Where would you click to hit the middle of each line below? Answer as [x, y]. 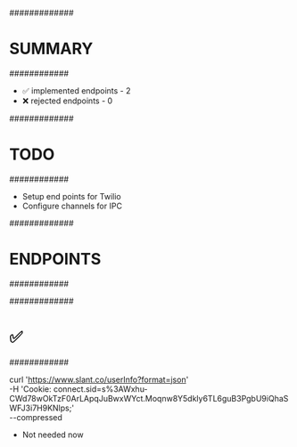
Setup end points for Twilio [72, 196]
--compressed [36, 417]
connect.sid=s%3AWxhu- [101, 389]
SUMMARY [51, 49]
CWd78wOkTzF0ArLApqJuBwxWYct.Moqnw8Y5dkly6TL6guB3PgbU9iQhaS [149, 398]
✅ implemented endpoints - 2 [76, 90]
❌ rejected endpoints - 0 [67, 101]
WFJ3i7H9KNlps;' [41, 408]
